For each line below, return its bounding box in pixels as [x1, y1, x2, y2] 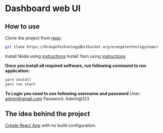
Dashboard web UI [5, 3, 81, 14]
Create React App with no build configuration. [5, 122, 97, 129]
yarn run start [5, 82, 36, 86]
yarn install [5, 77, 32, 82]
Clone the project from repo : [5, 35, 62, 41]
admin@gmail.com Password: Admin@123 [5, 96, 90, 101]
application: [5, 67, 30, 73]
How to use [5, 22, 40, 31]
